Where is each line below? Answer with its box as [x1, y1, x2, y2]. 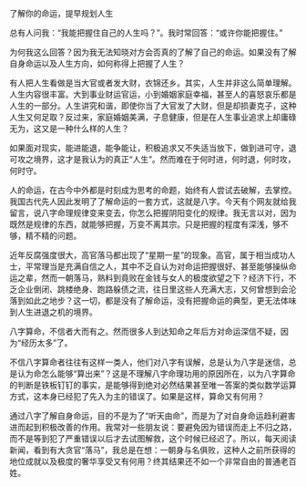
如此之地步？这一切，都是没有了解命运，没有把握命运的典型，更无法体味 [25, 295, 297, 306]
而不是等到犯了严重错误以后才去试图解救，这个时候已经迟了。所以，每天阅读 [9, 433, 297, 444]
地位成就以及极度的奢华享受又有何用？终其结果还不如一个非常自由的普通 [9, 456, 280, 467]
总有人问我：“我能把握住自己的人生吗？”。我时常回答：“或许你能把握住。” [9, 27, 283, 38]
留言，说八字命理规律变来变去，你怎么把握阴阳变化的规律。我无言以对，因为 [9, 208, 297, 218]
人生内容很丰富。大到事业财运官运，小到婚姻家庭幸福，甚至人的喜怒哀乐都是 [9, 89, 297, 99]
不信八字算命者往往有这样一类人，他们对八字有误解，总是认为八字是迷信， [9, 357, 289, 368]
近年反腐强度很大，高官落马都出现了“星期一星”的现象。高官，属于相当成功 [9, 250, 289, 260]
